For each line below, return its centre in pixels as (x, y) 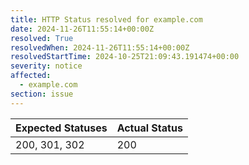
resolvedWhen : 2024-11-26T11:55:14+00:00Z (100, 47)
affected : (31, 76)
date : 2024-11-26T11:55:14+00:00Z (82, 29)
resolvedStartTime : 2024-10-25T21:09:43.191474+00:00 (125, 57)
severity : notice (46, 66)
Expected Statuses (61, 128)
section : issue (42, 94)
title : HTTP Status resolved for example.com (106, 19)
